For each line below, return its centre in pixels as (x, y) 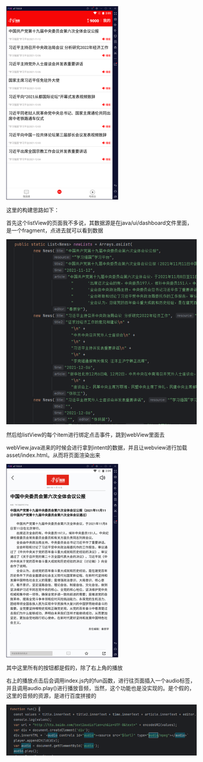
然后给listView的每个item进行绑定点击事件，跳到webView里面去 (85, 434)
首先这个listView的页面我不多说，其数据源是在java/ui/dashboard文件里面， (99, 223)
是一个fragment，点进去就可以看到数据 (55, 230)
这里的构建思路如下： (33, 210)
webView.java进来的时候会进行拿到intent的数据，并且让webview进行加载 (97, 447)
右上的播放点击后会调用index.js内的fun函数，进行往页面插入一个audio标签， (101, 680)
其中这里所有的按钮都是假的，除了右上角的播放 (64, 668)
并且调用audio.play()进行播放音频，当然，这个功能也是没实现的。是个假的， (101, 688)
